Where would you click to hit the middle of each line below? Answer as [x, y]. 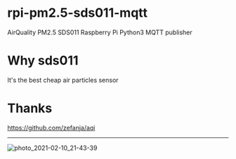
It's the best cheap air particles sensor [63, 80]
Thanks [30, 108]
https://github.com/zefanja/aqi [51, 127]
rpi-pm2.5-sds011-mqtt [78, 13]
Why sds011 [43, 61]
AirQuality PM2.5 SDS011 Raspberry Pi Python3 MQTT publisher [100, 32]
